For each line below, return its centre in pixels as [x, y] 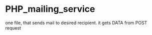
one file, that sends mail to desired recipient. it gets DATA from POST [76, 23]
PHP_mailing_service [50, 9]
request [13, 28]
